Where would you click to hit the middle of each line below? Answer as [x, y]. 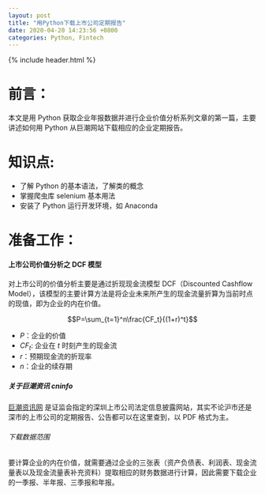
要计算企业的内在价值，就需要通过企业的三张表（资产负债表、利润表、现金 [129, 462]
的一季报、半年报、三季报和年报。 [63, 482]
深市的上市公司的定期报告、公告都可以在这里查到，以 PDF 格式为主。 [121, 417]
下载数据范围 [29, 436]
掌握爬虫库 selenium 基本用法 [67, 196]
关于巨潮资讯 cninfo [41, 386]
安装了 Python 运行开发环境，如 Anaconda [89, 206]
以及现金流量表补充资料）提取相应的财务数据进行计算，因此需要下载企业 [139, 473]
